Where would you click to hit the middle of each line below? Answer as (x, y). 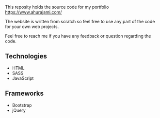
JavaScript (23, 78)
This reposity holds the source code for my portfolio (57, 7)
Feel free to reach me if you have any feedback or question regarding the (78, 36)
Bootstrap (22, 105)
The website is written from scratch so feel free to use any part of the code (80, 22)
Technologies (26, 56)
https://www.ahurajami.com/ (33, 12)
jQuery (19, 110)
